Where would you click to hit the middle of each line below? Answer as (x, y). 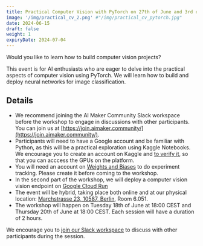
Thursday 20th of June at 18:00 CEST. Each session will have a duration (105, 212)
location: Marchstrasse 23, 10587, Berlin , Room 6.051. (81, 199)
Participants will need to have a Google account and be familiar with (99, 141)
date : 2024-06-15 (28, 23)
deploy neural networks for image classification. (66, 82)
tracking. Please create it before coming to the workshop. (87, 173)
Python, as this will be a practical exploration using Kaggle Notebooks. (103, 147)
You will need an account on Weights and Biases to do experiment (97, 166)
